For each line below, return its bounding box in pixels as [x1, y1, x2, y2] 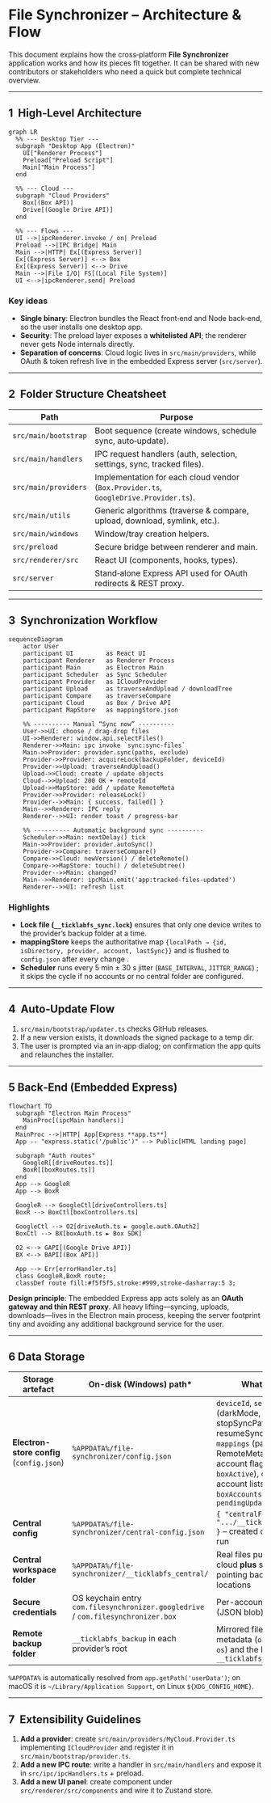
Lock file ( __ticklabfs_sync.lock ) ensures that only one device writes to [19, 919, 262, 929]
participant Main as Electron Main [23, 663, 164, 672]
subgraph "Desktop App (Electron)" [15, 141, 135, 150]
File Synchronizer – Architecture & [8, 6, 242, 24]
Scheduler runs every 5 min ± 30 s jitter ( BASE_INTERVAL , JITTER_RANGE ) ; [19, 962, 260, 972]
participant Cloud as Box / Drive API [23, 699, 172, 707]
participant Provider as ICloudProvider [23, 678, 168, 686]
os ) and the [216, 1644, 260, 1655]
